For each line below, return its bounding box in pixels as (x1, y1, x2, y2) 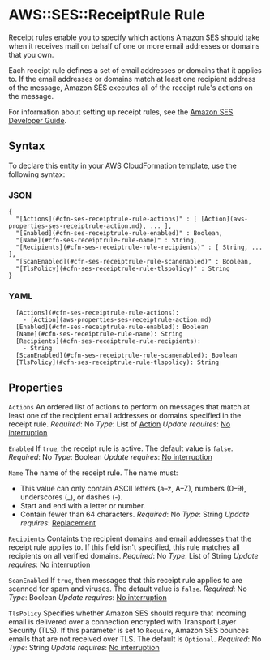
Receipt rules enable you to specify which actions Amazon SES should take (8, 32, 260, 42)
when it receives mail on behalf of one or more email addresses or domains (8, 41, 260, 50)
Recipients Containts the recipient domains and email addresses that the (8, 534, 252, 544)
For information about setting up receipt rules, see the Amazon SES (8, 107, 234, 117)
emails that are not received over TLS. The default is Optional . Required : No (8, 634, 262, 644)
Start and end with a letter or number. (19, 501, 146, 511)
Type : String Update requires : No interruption (8, 643, 160, 653)
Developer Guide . (8, 115, 67, 125)
